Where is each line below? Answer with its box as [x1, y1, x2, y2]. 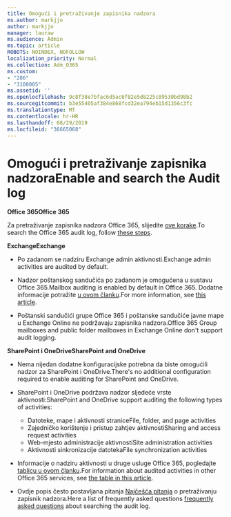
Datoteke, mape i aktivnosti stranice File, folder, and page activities [27, 416, 217, 425]
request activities [27, 431, 77, 440]
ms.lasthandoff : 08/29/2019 [7, 119, 88, 126]
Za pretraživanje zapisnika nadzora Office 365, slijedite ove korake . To [7, 221, 205, 229]
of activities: [17, 403, 52, 411]
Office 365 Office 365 [7, 208, 70, 216]
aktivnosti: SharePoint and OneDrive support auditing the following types [17, 395, 223, 404]
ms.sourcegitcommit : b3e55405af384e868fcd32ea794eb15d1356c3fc [7, 100, 193, 107]
